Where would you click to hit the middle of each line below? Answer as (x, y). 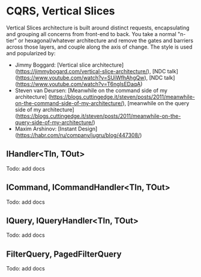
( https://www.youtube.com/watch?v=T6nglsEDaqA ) (79, 84)
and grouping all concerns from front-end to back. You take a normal (91, 34)
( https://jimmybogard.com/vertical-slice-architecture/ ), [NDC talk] (97, 71)
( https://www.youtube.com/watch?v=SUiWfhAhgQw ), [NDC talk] (95, 78)
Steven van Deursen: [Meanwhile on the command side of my (91, 90)
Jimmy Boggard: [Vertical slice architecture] (69, 65)
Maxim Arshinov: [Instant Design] (56, 129)
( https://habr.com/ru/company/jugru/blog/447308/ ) (78, 135)
